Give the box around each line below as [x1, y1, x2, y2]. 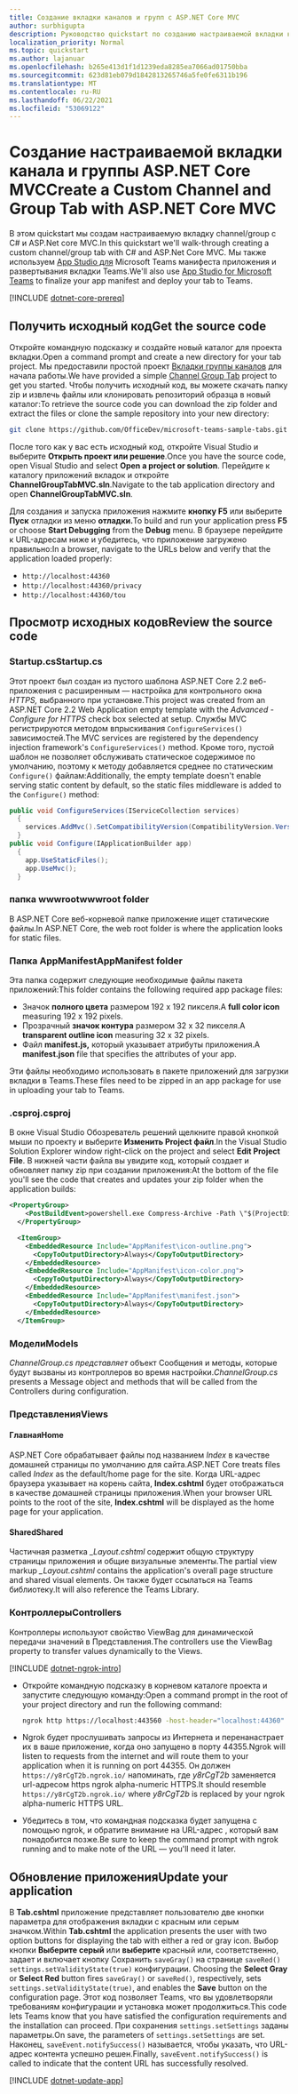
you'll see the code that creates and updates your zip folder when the [9, 1174, 263, 1185]
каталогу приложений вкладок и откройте [9, 469, 169, 480]
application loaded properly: [9, 553, 113, 563]
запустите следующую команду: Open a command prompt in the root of [21, 1690, 288, 1700]
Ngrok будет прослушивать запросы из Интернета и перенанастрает [21, 1732, 284, 1743]
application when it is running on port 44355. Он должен [21, 1761, 231, 1771]
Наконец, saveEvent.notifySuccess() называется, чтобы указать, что [9, 2039, 268, 2050]
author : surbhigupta [9, 21, 86, 30]
